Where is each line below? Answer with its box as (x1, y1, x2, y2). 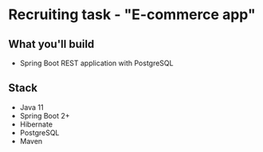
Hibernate (19, 119, 53, 129)
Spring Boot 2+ (19, 111, 70, 120)
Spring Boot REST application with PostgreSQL (19, 58, 174, 68)
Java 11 (19, 102, 44, 112)
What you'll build (8, 37, 95, 51)
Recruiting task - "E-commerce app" (8, 6, 257, 24)
